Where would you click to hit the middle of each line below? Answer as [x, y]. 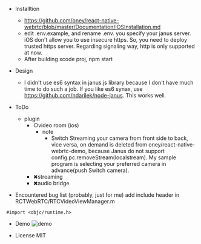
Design [24, 71]
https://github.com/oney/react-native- [71, 20]
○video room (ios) [56, 125]
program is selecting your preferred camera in [109, 164]
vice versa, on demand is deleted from [99, 144]
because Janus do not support [127, 151]
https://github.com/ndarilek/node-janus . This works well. [95, 95]
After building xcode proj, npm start [68, 59]
